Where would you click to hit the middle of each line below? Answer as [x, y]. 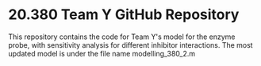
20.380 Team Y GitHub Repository [124, 15]
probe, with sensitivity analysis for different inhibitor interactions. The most [130, 45]
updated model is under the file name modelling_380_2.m [102, 53]
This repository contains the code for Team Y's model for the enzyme [122, 37]
